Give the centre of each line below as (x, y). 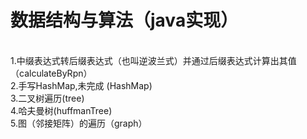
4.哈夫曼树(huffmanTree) (61, 110)
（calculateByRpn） (51, 73)
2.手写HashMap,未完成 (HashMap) (81, 85)
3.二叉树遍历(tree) (47, 98)
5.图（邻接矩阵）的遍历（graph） (79, 123)
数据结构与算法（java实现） (124, 20)
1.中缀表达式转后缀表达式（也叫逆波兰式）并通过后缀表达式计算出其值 (153, 60)
